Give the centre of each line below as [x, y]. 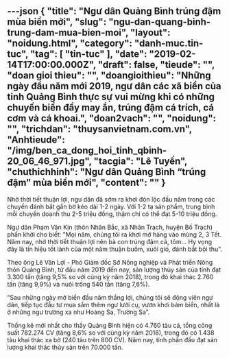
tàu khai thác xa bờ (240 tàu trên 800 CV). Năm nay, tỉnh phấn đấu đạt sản [112, 339]
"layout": [150, 33]
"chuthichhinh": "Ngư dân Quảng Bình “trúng [107, 172]
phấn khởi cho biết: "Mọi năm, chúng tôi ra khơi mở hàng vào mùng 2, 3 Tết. [114, 234]
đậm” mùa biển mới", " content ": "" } [86, 183]
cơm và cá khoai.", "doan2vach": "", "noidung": [112, 118]
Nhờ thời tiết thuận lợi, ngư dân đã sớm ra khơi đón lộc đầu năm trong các [111, 199]
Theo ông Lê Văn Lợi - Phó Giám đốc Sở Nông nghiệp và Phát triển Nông [110, 262]
